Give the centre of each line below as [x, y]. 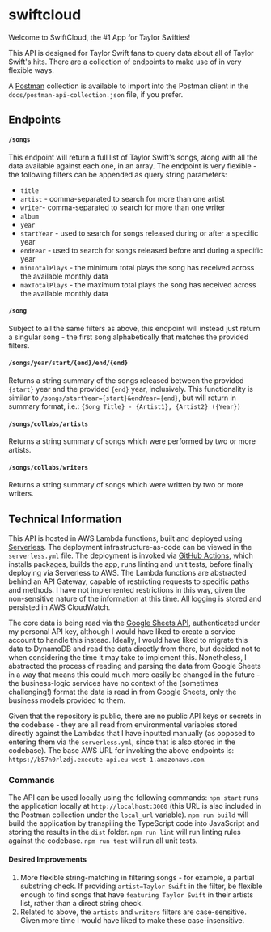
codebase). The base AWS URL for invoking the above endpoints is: [121, 751]
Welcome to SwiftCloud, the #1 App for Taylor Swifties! [100, 37]
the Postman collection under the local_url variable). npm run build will [129, 815]
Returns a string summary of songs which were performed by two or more [132, 441]
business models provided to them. [67, 700]
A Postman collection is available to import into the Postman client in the [129, 86]
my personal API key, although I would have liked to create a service [122, 632]
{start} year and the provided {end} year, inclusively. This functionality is [131, 389]
